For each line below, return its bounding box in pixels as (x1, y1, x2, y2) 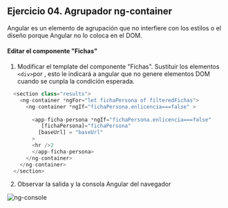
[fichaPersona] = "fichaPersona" (41, 122, 131, 130)
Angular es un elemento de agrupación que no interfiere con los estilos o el (7, 23, 222, 32)
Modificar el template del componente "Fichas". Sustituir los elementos (17, 62, 220, 71)
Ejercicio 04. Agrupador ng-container (7, 6, 173, 17)
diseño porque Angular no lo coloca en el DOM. (7, 31, 143, 39)
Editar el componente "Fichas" (7, 47, 98, 55)
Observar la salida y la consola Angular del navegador (17, 180, 171, 189)
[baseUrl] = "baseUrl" (37, 129, 104, 136)
